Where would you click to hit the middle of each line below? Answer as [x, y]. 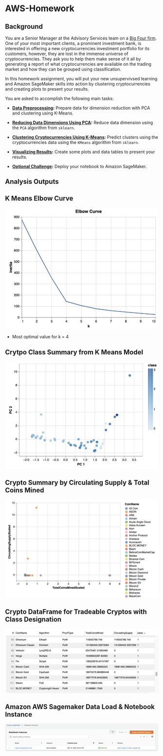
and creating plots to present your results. [47, 89]
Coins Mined [25, 490]
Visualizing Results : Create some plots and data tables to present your [83, 152]
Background [24, 27]
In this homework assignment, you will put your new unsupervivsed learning [81, 79]
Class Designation [33, 620]
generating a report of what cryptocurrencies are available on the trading [78, 64]
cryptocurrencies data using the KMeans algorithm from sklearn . [76, 142]
